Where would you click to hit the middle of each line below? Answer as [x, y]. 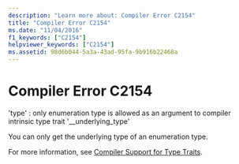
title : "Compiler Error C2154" [60, 23]
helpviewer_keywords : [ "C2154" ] [61, 45]
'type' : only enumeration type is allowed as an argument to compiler [119, 113]
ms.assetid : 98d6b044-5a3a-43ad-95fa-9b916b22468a [93, 52]
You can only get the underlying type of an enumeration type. [108, 136]
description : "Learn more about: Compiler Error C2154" [102, 15]
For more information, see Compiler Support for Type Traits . [105, 151]
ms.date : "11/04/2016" [45, 30]
